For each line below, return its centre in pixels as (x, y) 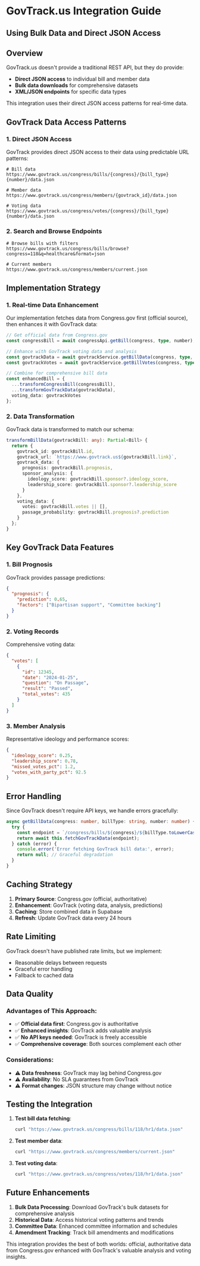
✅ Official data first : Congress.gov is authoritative (76, 1024)
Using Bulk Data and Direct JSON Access (84, 33)
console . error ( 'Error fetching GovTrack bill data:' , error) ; (96, 849)
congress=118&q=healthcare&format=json (56, 254)
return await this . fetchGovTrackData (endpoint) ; (78, 838)
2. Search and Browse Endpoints (54, 231)
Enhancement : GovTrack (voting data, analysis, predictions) (89, 905)
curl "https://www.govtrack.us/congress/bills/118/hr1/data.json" (99, 1129)
